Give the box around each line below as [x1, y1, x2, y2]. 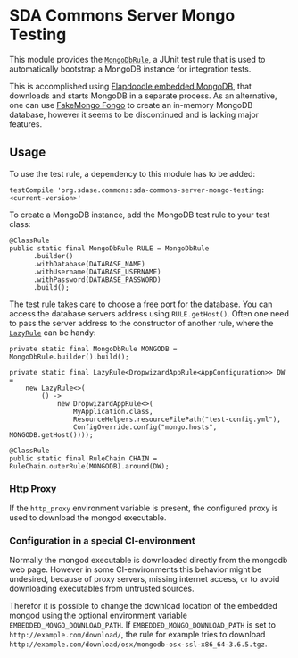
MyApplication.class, [72, 407, 153, 416]
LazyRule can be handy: [9, 327, 96, 338]
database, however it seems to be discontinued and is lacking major [9, 109, 260, 120]
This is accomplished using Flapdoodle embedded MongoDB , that [9, 80, 252, 91]
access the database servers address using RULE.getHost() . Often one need [9, 308, 290, 318]
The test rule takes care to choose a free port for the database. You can [9, 299, 273, 309]
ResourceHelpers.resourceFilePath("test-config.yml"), [72, 415, 281, 424]
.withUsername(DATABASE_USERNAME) [32, 267, 162, 276]
